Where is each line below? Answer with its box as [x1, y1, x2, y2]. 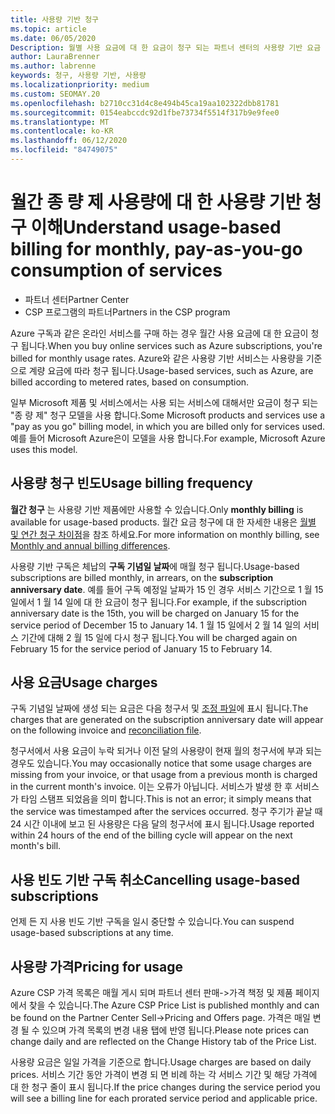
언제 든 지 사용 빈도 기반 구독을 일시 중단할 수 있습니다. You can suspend [10, 916, 295, 928]
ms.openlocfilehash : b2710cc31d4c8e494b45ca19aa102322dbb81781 [10, 98, 280, 108]
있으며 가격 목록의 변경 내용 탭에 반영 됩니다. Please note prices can [41, 1024, 310, 1036]
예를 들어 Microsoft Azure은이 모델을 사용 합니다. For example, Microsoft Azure [10, 432, 326, 444]
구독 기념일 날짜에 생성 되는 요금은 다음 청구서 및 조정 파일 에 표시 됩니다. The [10, 702, 309, 715]
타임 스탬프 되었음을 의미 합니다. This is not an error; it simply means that [20, 793, 312, 805]
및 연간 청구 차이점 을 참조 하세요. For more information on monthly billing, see [10, 528, 320, 540]
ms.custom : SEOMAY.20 [10, 89, 101, 99]
